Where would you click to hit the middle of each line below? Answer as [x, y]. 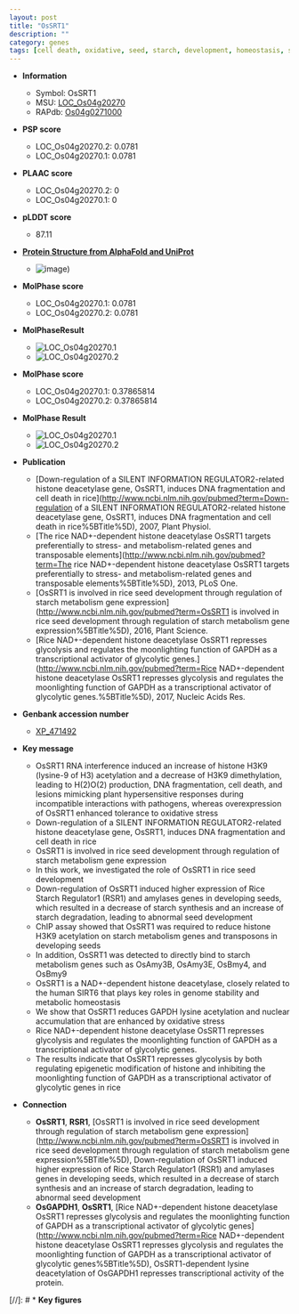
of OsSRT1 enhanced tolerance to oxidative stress [127, 813]
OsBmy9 [51, 974]
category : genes [39, 42]
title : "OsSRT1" [39, 26]
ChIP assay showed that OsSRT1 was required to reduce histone [153, 927]
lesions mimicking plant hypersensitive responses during [140, 794]
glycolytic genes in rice [78, 1088]
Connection [44, 1105]
